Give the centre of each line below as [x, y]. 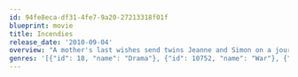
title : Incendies [41, 34]
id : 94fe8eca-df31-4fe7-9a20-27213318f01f [89, 17]
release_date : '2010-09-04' [61, 42]
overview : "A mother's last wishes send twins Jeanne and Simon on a [141, 50]
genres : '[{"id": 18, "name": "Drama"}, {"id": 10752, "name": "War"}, [144, 58]
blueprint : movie [41, 26]
